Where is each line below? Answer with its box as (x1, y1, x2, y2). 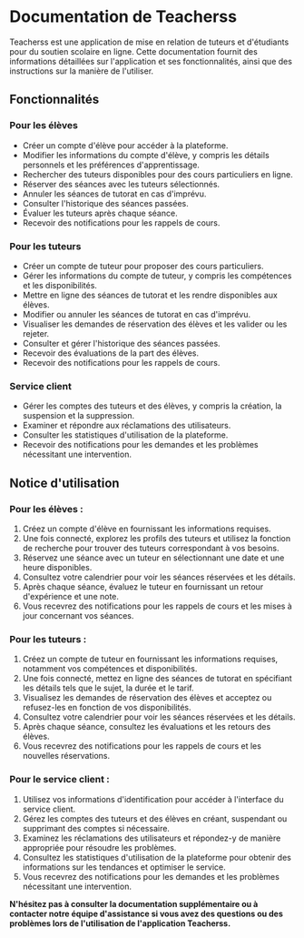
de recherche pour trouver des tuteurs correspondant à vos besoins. (22, 542, 279, 553)
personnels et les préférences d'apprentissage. (22, 159, 200, 170)
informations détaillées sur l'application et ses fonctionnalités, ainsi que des (9, 55, 293, 66)
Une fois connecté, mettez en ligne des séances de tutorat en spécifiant (22, 673, 292, 684)
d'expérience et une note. (22, 590, 120, 601)
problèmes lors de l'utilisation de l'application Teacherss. (9, 917, 231, 929)
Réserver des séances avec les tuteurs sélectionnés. (22, 178, 221, 189)
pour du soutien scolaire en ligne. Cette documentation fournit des (9, 45, 259, 56)
